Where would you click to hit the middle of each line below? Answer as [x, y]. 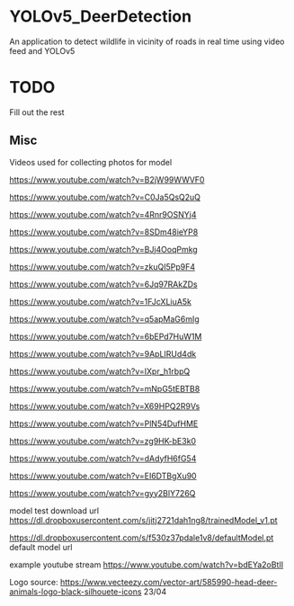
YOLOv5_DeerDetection [100, 17]
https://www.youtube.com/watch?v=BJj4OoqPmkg [103, 249]
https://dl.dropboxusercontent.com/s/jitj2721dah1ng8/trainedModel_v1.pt [143, 520]
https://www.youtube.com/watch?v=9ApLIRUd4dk [103, 353]
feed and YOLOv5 [42, 50]
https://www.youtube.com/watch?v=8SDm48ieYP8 [104, 232]
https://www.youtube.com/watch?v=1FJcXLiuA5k [100, 301]
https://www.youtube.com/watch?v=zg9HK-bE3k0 [102, 441]
